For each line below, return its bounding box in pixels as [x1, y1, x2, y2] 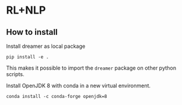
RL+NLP [6, 4, 46, 17]
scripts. [6, 71, 25, 77]
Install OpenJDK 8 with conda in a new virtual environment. [6, 82, 151, 89]
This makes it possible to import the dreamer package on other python [6, 64, 177, 71]
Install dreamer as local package [6, 42, 86, 50]
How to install [6, 27, 58, 37]
